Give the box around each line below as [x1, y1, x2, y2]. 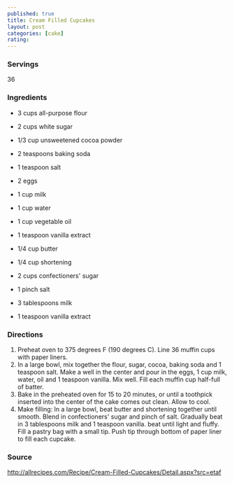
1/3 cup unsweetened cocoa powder [17, 136, 123, 144]
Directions [7, 330, 43, 339]
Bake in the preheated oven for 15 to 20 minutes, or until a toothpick [17, 390, 213, 399]
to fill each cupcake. [17, 435, 76, 443]
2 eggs [17, 176, 38, 185]
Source [7, 452, 33, 462]
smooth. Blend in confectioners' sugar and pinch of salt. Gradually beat [17, 412, 223, 421]
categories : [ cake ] [7, 29, 64, 37]
